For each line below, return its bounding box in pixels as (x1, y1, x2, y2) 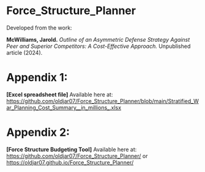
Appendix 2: (6, 125, 70, 139)
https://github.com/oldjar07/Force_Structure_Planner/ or (6, 152, 148, 160)
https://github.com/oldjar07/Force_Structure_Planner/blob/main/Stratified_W (6, 97, 199, 104)
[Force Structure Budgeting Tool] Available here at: (6, 146, 137, 153)
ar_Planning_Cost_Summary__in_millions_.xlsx (6, 104, 121, 111)
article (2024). (6, 49, 43, 56)
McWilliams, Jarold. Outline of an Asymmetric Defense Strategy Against (6, 36, 190, 43)
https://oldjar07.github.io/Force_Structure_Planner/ (6, 158, 134, 166)
